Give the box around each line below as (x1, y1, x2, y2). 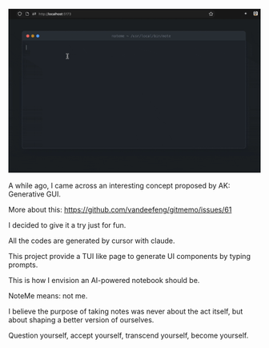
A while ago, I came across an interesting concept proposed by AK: (8, 181, 231, 191)
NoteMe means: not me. (8, 291, 88, 301)
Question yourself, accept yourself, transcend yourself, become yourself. (8, 330, 249, 341)
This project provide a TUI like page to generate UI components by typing (8, 252, 251, 261)
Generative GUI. (8, 189, 62, 199)
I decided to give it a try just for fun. (8, 221, 126, 230)
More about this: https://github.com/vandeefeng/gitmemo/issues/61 (8, 205, 232, 215)
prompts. (8, 260, 38, 269)
